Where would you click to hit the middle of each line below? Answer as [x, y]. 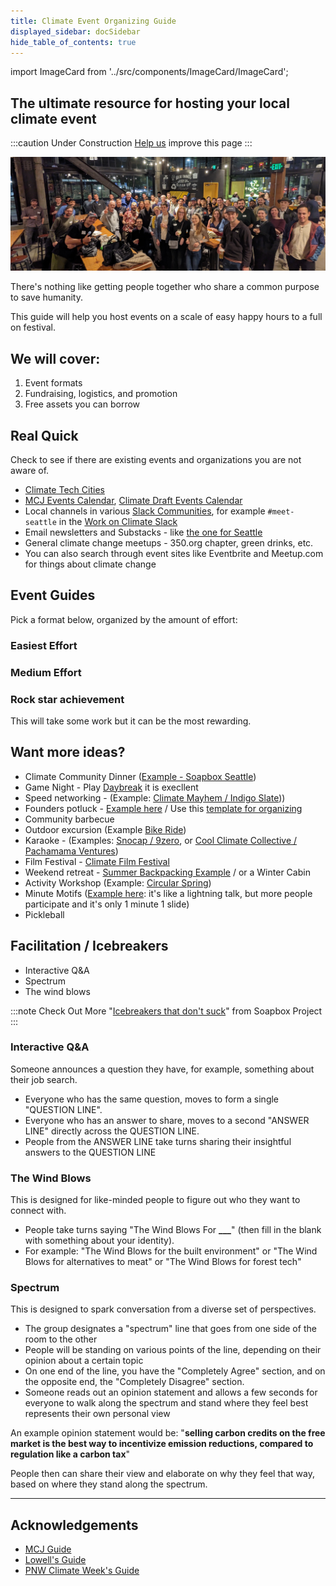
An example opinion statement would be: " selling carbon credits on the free [168, 1433]
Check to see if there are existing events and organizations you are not [156, 459]
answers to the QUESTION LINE [90, 1152]
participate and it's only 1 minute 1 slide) [107, 904]
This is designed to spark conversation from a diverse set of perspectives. [163, 1309]
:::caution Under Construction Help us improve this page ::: [131, 143]
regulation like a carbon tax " [70, 1454]
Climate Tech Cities [64, 489]
